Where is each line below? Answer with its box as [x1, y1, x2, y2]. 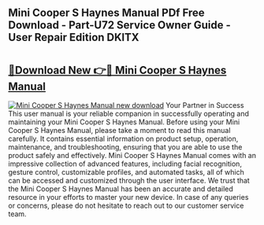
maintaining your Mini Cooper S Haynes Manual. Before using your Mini [8, 117, 240, 127]
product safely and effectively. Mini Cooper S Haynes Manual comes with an [8, 151, 256, 160]
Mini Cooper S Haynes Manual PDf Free [8, 6, 205, 20]
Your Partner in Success [165, 101, 244, 109]
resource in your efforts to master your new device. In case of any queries [8, 193, 249, 201]
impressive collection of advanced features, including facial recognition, [8, 159, 243, 168]
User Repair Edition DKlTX [8, 31, 139, 44]
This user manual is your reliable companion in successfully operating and [8, 109, 250, 118]
